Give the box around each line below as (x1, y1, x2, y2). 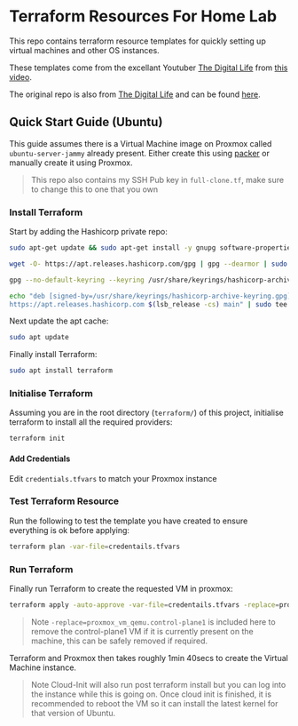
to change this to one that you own (30, 184, 159, 195)
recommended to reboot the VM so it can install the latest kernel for (30, 698, 278, 708)
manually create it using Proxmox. (9, 157, 133, 168)
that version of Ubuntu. (30, 707, 116, 718)
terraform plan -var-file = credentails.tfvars (9, 542, 180, 551)
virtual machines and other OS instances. (9, 44, 160, 55)
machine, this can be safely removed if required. (30, 635, 208, 646)
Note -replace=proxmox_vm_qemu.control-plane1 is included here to (30, 616, 277, 627)
